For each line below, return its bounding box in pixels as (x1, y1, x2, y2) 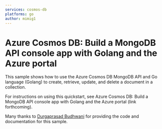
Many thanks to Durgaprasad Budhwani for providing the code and (5, 113, 139, 119)
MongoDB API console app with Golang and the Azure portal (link (5, 99, 137, 105)
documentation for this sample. (5, 119, 68, 125)
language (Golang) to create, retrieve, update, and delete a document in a (5, 79, 153, 85)
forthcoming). (5, 104, 33, 110)
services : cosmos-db (5, 7, 47, 12)
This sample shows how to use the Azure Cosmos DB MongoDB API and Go (5, 74, 158, 80)
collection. (5, 84, 26, 90)
